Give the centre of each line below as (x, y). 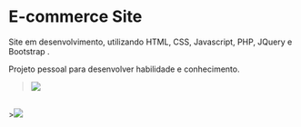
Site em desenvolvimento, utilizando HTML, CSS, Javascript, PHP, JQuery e (150, 42)
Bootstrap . (30, 51)
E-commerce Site (75, 17)
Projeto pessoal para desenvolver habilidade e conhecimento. (124, 69)
